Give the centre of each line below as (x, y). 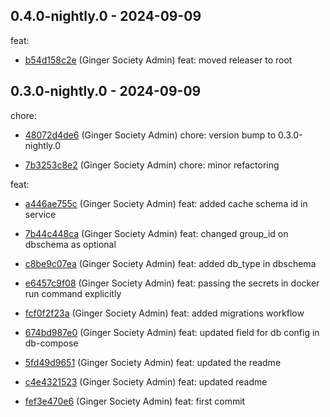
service (40, 214)
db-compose (51, 343)
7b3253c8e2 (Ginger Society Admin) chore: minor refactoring (152, 165)
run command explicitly (73, 293)
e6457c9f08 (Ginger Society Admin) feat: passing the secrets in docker (172, 283)
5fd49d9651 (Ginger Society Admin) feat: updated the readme (153, 362)
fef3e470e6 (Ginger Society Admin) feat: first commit (135, 401)
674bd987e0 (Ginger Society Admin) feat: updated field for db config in (172, 332)
